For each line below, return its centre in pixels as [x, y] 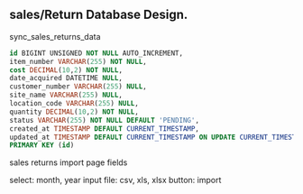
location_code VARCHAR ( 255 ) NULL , [74, 104]
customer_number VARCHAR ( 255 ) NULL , [78, 87]
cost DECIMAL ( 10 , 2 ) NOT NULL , [66, 70]
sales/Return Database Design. [99, 15]
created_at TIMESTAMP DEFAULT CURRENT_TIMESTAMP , [105, 129]
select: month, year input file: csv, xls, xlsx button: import [115, 180]
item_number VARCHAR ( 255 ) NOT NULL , [78, 61]
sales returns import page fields [69, 162]
